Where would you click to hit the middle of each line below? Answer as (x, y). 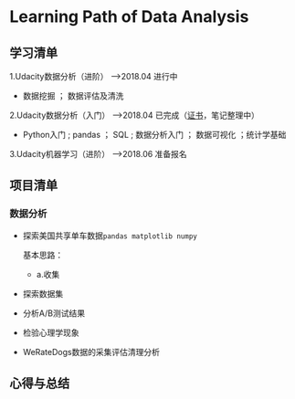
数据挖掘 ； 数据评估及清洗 (73, 96)
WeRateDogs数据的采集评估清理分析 (91, 352)
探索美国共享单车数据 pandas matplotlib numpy (110, 236)
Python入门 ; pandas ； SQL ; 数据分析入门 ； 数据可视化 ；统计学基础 (154, 135)
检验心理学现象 (51, 332)
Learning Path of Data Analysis (129, 17)
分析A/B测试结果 (53, 313)
